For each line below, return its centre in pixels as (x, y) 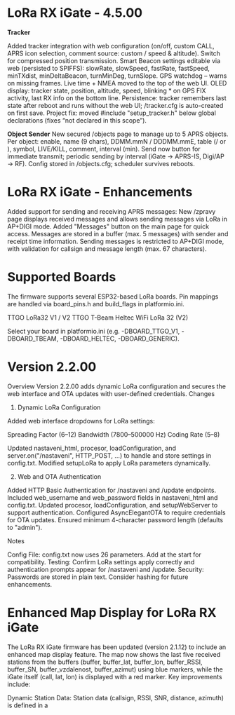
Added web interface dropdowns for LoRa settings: (81, 421)
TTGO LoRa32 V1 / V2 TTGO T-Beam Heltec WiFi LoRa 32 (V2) (98, 318)
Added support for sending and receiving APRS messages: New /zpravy (112, 211)
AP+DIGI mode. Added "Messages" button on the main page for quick (108, 226)
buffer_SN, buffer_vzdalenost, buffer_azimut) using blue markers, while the (115, 669)
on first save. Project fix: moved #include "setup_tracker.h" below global (112, 113)
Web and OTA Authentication (59, 476)
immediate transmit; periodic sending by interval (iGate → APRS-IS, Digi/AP (116, 156)
